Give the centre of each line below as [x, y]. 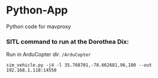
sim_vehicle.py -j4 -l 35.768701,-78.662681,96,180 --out [79, 65]
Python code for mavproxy [38, 26]
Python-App [37, 10]
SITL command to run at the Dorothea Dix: [67, 42]
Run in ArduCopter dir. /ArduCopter [49, 55]
